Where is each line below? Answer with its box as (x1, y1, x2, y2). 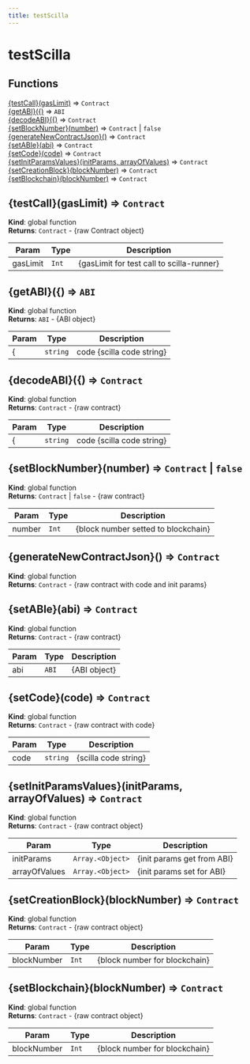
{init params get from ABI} (137, 854, 234, 865)
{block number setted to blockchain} (76, 523, 211, 534)
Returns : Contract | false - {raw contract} (8, 491, 145, 501)
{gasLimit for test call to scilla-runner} (78, 258, 219, 269)
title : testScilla (8, 11, 69, 20)
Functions (8, 77, 59, 91)
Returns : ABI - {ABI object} (8, 314, 96, 324)
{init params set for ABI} (137, 866, 226, 877)
